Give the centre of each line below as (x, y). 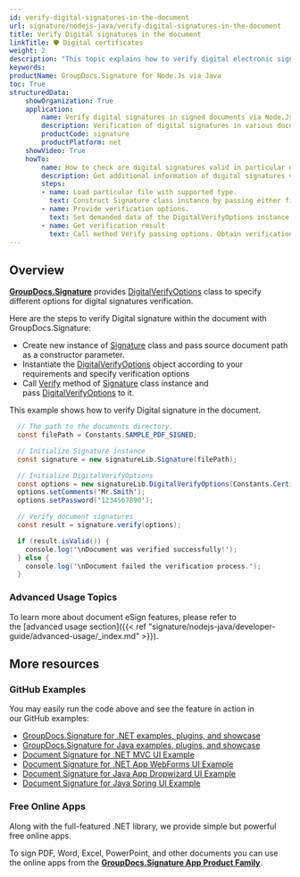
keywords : (28, 68)
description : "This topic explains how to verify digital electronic (142, 59)
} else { (33, 558)
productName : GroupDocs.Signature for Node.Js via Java (115, 76)
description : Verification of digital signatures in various (158, 126)
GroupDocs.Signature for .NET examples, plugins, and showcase (142, 736)
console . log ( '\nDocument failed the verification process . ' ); (143, 566)
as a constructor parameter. (73, 355)
